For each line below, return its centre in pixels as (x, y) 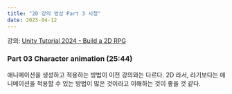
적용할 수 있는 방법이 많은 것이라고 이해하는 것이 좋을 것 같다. (119, 83)
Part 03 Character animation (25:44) (70, 59)
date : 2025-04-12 (32, 20)
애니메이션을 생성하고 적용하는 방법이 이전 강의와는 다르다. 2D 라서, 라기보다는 (113, 75)
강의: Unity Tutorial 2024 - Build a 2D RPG (67, 40)
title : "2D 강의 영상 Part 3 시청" (54, 13)
